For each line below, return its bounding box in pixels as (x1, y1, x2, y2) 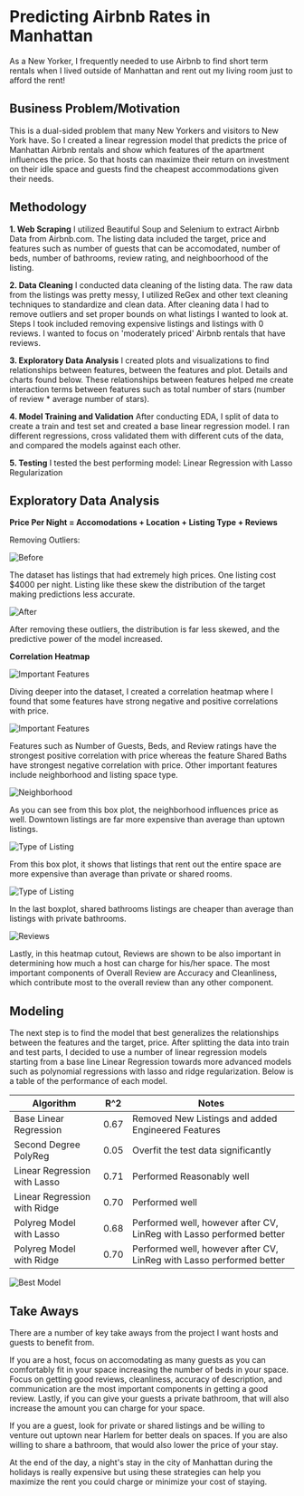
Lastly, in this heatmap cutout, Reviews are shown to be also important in (9, 948, 281, 959)
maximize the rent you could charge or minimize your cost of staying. (9, 1476, 268, 1487)
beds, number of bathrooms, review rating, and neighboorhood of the (9, 252, 269, 264)
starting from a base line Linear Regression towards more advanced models (9, 1057, 292, 1068)
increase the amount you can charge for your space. (9, 1403, 205, 1414)
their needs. (9, 173, 54, 184)
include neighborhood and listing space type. (9, 770, 178, 781)
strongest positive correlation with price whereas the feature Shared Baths (9, 750, 288, 762)
